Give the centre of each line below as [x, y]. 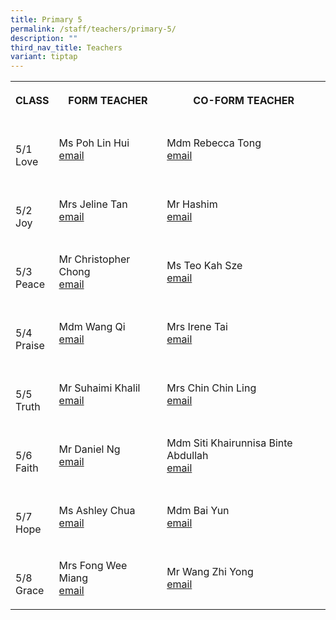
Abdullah [187, 456]
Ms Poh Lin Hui [94, 143]
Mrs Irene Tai [197, 327]
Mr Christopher [94, 259]
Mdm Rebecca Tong [214, 143]
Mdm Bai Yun [198, 511]
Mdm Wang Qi [92, 327]
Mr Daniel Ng [89, 449]
